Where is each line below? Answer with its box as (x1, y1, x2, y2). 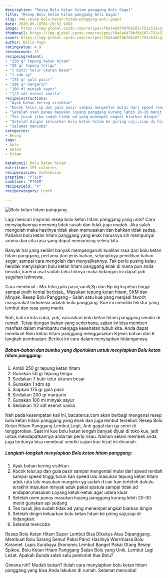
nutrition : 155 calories (5, 165, 57, 170)
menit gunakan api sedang (12, 500, 67, 506)
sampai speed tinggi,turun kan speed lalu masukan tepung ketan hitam (12, 473, 158, 479)
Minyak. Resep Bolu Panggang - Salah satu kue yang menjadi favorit (5, 294, 146, 300)
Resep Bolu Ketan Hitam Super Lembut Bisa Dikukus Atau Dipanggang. (5, 531, 151, 537)
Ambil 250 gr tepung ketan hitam (12, 365, 80, 371)
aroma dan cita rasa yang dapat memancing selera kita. (5, 237, 119, 243)
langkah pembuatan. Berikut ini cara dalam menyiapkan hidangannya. (5, 336, 148, 342)
